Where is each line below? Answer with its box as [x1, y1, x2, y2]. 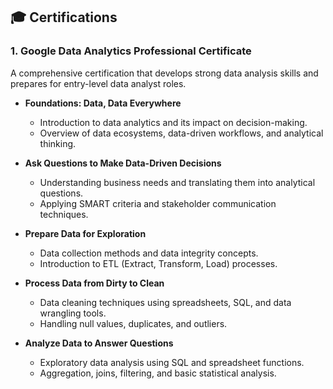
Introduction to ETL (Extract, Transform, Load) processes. [39, 257, 278, 269]
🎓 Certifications [10, 9, 118, 26]
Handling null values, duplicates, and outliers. [39, 317, 228, 329]
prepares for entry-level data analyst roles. [10, 77, 187, 89]
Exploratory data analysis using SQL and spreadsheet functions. [39, 356, 305, 368]
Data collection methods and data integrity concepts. [39, 247, 259, 259]
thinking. [39, 137, 77, 149]
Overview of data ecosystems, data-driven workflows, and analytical [39, 127, 324, 139]
